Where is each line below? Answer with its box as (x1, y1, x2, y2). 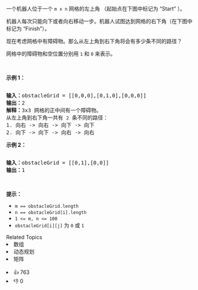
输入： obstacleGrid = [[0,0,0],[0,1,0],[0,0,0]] (6, 92, 147, 99)
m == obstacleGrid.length (14, 203, 79, 209)
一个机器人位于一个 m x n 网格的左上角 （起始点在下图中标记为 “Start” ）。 (6, 5, 186, 12)
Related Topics (6, 234, 43, 240)
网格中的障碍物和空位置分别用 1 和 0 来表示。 (6, 50, 116, 57)
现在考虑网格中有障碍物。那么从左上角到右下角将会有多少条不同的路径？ (6, 38, 182, 44)
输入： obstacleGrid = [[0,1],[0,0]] (6, 159, 109, 166)
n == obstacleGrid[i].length (14, 210, 87, 216)
